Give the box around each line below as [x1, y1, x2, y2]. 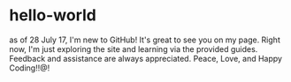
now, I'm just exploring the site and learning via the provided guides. [9, 43, 258, 54]
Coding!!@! [9, 63, 50, 73]
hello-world [9, 5, 97, 26]
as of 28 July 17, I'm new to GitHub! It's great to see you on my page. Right [9, 34, 280, 45]
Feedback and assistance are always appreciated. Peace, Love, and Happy [9, 53, 283, 63]
